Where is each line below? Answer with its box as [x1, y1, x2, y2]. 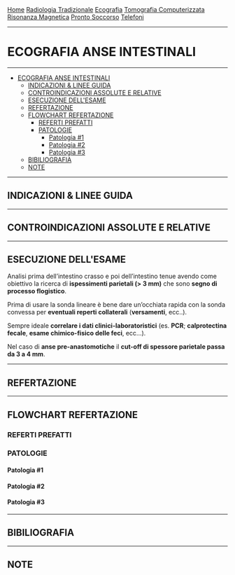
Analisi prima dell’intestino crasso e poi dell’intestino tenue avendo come [7, 272, 217, 281]
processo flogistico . [7, 287, 67, 296]
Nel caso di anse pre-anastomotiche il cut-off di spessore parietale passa [7, 342, 225, 351]
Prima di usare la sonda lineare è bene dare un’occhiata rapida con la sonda [7, 300, 226, 309]
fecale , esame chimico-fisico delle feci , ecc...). [7, 329, 146, 338]
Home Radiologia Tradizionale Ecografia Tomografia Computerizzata [7, 6, 205, 13]
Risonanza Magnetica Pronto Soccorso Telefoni [7, 13, 145, 21]
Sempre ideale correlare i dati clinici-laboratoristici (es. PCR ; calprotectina [7, 321, 227, 330]
